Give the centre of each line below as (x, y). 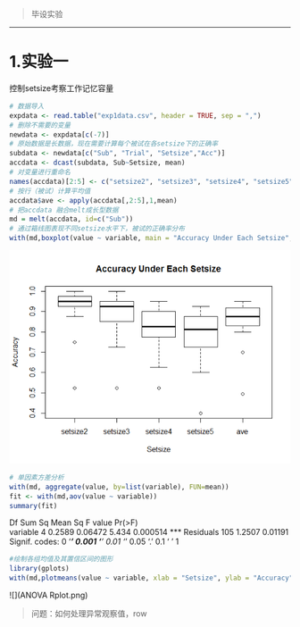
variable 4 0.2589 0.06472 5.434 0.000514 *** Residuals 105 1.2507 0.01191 (149, 532)
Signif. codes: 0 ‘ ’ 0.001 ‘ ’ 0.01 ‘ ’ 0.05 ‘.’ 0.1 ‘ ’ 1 (94, 542)
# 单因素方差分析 (37, 477)
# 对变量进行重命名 (40, 172)
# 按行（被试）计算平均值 (50, 191)
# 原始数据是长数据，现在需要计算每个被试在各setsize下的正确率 (114, 144)
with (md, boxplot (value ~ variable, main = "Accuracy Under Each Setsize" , (151, 238)
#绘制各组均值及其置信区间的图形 (61, 559)
